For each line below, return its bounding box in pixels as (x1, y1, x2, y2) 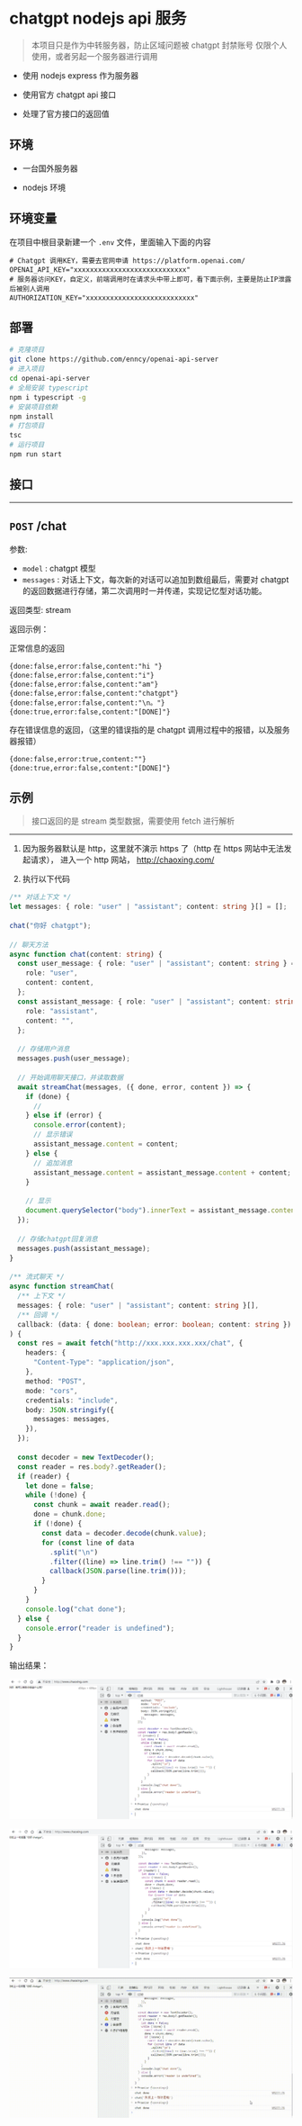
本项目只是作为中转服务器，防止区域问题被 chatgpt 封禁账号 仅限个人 (31, 40, 288, 50)
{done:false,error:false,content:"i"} (9, 671, 155, 680)
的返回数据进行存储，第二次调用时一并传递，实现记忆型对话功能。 (22, 585, 267, 596)
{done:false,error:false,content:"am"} (9, 680, 159, 689)
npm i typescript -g (9, 392, 87, 401)
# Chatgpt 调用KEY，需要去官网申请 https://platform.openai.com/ (9, 256, 245, 266)
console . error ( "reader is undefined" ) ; (25, 1624, 175, 1633)
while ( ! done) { (25, 1491, 87, 1500)
